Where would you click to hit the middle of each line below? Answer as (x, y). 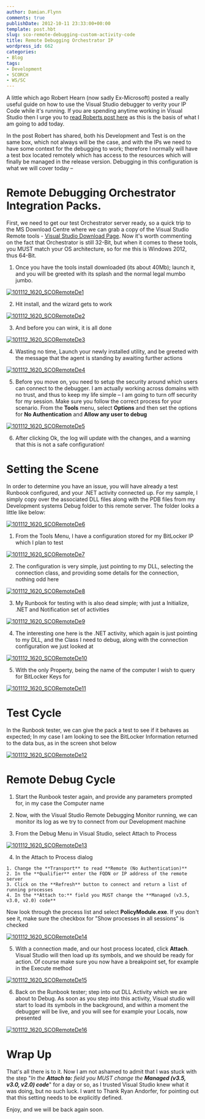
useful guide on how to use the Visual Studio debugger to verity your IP (96, 104)
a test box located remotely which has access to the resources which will (99, 155)
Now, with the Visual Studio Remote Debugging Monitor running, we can (106, 815)
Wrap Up (29, 1055)
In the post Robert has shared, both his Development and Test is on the (96, 136)
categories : (21, 52)
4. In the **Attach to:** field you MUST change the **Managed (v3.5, (98, 895)
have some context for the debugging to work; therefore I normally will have (102, 149)
